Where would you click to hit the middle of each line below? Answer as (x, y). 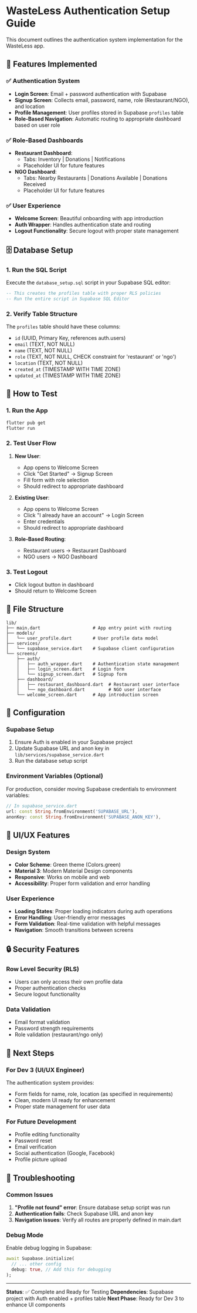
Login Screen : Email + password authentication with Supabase (91, 94)
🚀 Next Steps (30, 1053)
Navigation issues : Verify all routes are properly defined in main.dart (98, 1220)
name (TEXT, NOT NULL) (43, 350)
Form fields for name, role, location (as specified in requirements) (94, 1094)
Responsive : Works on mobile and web (62, 877)
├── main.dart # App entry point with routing (89, 628)
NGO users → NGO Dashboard (60, 557)
